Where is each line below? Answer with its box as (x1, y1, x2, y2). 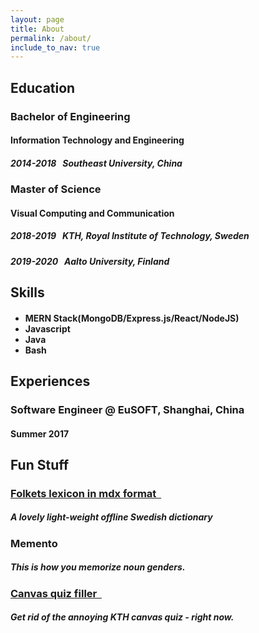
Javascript (24, 322, 71, 335)
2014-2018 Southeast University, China (10, 157, 183, 169)
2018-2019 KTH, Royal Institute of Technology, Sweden (10, 230, 250, 242)
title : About (10, 24, 65, 34)
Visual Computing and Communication (10, 207, 175, 219)
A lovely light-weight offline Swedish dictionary (10, 511, 213, 523)
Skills (10, 284, 45, 301)
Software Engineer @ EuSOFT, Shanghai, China (10, 402, 245, 416)
